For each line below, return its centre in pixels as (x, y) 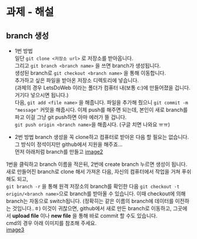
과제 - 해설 (30, 12)
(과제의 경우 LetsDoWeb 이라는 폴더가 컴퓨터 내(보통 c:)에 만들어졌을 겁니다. (103, 88)
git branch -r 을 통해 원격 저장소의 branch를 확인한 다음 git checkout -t (93, 186)
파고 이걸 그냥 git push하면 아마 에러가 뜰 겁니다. (71, 117)
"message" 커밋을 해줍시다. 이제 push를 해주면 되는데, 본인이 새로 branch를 (101, 110)
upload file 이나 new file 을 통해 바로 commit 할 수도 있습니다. (85, 216)
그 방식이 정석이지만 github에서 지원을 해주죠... (69, 144)
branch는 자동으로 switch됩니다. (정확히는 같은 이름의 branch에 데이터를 (90, 201)
